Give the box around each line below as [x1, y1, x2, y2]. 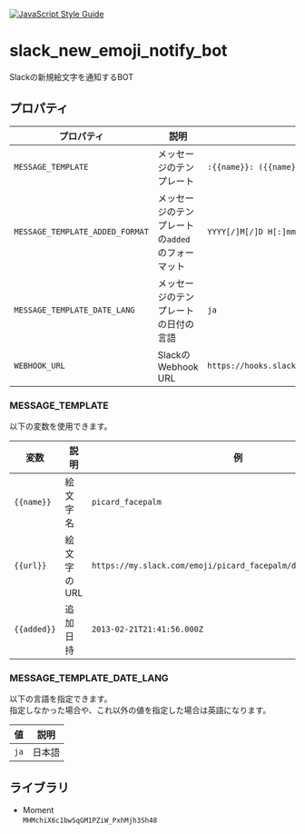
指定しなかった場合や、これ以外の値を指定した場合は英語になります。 [9, 705, 271, 716]
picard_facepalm [91, 497, 162, 508]
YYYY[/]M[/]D [207, 226, 264, 236]
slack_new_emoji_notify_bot [9, 41, 228, 61]
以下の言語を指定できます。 [9, 693, 113, 704]
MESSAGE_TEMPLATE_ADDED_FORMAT [14, 226, 150, 236]
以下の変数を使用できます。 [9, 421, 113, 432]
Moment [22, 805, 54, 816]
